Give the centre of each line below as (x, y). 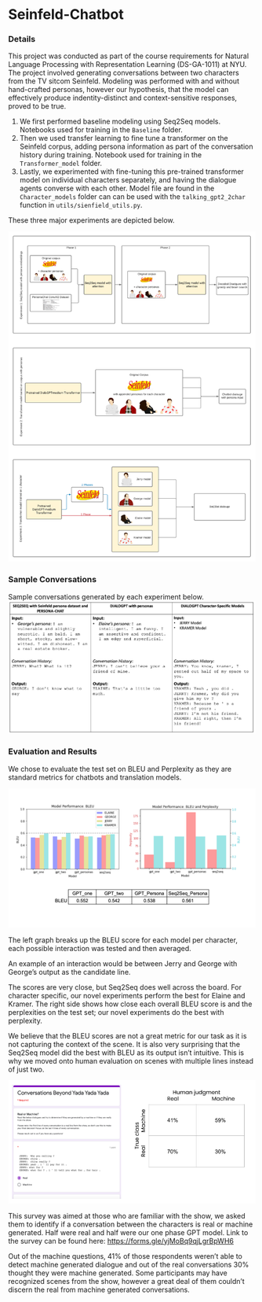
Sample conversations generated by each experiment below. (106, 596)
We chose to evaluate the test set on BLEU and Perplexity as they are (120, 769)
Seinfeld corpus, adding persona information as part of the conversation (136, 146)
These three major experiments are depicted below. (91, 220)
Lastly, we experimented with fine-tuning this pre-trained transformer (132, 172)
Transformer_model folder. (61, 164)
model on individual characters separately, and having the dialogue (128, 180)
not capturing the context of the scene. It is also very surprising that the (124, 1045)
